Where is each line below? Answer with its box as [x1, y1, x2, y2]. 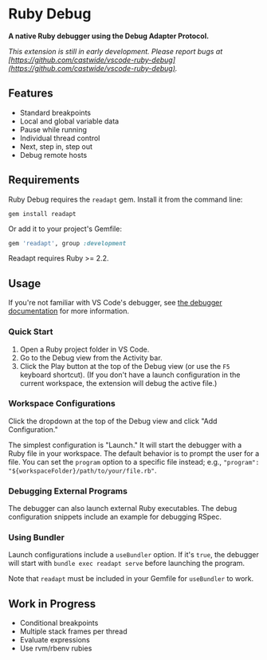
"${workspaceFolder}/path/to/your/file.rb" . [8, 466, 157, 475]
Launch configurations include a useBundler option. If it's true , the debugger [8, 550, 259, 560]
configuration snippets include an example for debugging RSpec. [8, 512, 222, 522]
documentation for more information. [8, 306, 130, 316]
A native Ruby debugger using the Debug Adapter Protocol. [8, 31, 210, 41]
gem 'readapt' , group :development [8, 239, 127, 247]
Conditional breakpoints [19, 619, 99, 628]
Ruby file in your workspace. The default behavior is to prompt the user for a [8, 448, 260, 458]
